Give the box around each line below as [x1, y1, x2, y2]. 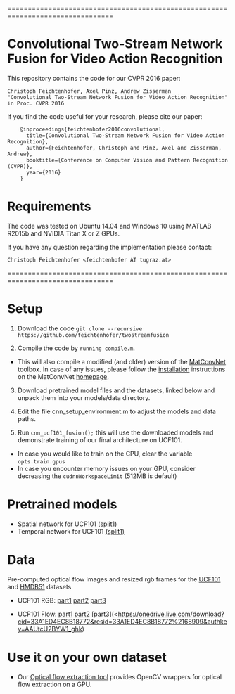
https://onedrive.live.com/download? [118, 610, 225, 618]
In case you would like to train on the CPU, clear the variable [17, 449, 193, 458]
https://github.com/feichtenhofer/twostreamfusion [17, 331, 170, 338]
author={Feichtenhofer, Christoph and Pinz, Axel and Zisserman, [25, 144, 222, 151]
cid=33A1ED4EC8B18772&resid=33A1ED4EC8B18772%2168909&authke [17, 617, 227, 626]
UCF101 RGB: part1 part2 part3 [17, 596, 107, 605]
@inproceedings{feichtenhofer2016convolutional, [20, 126, 165, 133]
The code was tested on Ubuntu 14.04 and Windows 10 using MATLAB [7, 221, 212, 230]
